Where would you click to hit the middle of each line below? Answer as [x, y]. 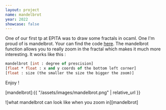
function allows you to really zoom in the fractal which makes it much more [83, 49]
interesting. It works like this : [36, 54]
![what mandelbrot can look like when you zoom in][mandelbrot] [72, 102]
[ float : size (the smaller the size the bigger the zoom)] [70, 73]
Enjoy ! [12, 82]
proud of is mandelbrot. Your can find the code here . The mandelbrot [77, 44]
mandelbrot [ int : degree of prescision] [49, 64]
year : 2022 [17, 19]
